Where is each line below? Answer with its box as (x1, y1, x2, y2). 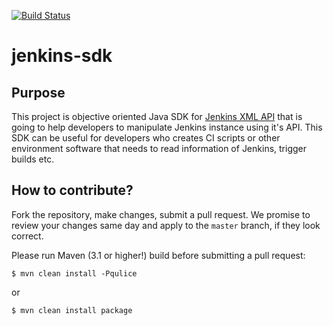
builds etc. (11, 153, 55, 165)
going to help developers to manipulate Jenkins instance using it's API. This (11, 121, 323, 133)
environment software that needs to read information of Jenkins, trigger (11, 143, 307, 154)
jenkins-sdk (11, 45, 113, 67)
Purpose (11, 84, 66, 101)
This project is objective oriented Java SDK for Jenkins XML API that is (11, 111, 303, 122)
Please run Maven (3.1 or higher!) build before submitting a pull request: (11, 249, 306, 261)
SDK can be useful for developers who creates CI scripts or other (11, 132, 281, 144)
